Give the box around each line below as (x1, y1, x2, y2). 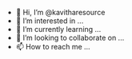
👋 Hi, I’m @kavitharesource (15, 8, 106, 17)
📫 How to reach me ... (15, 42, 90, 51)
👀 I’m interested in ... (15, 16, 84, 26)
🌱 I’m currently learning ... (15, 25, 102, 33)
